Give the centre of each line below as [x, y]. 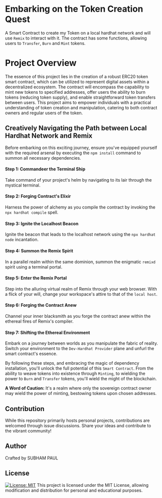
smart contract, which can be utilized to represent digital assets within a [77, 82]
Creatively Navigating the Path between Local [76, 128]
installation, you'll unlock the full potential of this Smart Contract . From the [79, 368]
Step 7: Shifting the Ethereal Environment [47, 332]
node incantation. [22, 240]
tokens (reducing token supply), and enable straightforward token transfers [80, 97]
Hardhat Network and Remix [49, 136]
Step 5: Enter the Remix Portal [36, 278]
